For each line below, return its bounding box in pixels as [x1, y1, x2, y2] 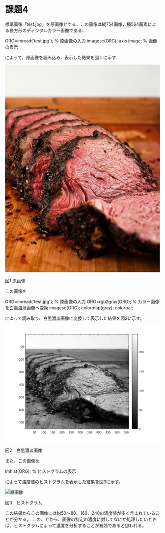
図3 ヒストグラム [5, 500, 43, 505]
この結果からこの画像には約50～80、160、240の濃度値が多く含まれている [5, 510, 156, 516]
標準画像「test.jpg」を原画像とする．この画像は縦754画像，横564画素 [5, 21, 148, 27]
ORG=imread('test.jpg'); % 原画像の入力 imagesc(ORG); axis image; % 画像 [5, 37, 157, 44]
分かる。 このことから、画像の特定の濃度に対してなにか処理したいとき [13, 516, 157, 522]
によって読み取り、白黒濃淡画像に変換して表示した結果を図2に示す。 [5, 315, 145, 321]
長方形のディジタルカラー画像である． [9, 27, 87, 33]
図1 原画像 [5, 277, 26, 283]
